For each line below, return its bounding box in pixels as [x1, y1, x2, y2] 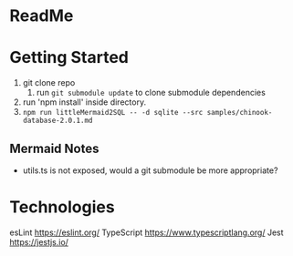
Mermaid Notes [9, 140, 99, 156]
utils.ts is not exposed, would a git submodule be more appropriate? [22, 165, 278, 176]
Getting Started [9, 47, 130, 68]
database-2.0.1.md [22, 116, 93, 126]
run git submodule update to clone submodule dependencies [36, 87, 267, 98]
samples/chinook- [206, 108, 273, 118]
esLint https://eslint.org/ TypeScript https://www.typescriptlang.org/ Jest [9, 227, 285, 238]
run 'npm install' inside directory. [22, 97, 147, 108]
